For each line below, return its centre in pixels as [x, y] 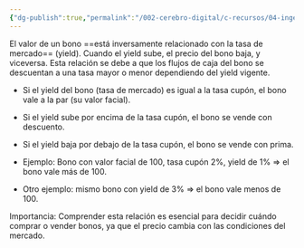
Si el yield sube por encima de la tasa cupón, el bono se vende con [147, 117]
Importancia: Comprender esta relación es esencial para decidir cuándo [143, 216]
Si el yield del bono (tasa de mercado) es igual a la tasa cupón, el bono [154, 90]
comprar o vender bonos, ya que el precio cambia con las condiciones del [147, 225]
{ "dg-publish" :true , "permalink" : [72, 18]
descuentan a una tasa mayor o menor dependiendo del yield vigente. [140, 72]
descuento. [43, 127]
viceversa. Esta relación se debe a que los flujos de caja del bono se [137, 62]
